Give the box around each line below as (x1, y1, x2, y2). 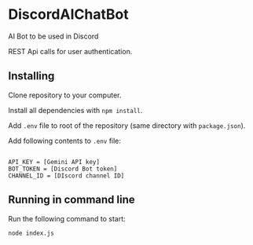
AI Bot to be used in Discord (8, 31, 99, 41)
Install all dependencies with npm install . (8, 105, 143, 115)
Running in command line (8, 193, 135, 207)
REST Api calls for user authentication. (8, 46, 133, 56)
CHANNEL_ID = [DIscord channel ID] (8, 171, 125, 180)
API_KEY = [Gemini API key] (8, 158, 101, 166)
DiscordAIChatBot (8, 5, 129, 24)
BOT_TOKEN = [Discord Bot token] (8, 165, 118, 173)
